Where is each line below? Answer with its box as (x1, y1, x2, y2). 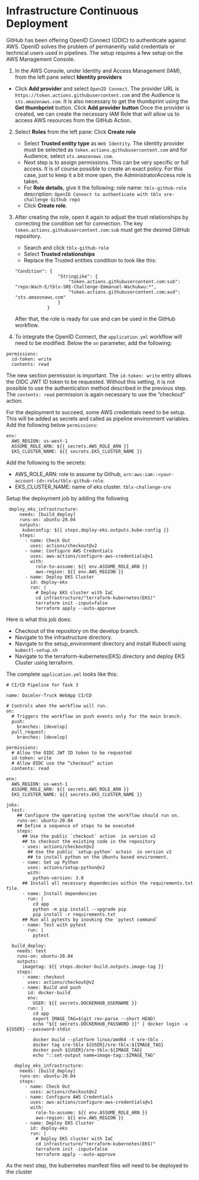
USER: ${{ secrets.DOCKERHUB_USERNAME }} (32, 1000, 137, 1006)
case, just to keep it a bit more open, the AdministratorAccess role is (23, 171, 192, 178)
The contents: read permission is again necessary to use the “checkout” (6, 390, 185, 398)
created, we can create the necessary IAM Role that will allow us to (14, 110, 180, 117)
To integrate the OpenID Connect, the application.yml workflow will (14, 333, 182, 340)
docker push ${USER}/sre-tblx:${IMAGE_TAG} (32, 1047, 143, 1053)
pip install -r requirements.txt (32, 911, 116, 917)
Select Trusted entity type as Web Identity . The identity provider (23, 139, 185, 147)
